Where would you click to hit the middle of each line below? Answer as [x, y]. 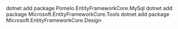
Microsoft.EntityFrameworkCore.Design [54, 20]
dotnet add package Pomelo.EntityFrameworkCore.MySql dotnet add [89, 8]
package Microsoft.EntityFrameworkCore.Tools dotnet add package [88, 14]
